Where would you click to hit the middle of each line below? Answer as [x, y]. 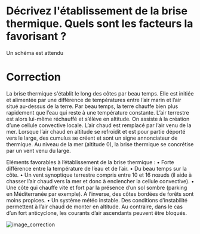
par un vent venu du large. [39, 150]
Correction [33, 77]
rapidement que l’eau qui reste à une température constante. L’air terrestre [98, 112]
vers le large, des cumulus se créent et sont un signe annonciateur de [92, 138]
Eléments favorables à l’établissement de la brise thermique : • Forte [90, 162]
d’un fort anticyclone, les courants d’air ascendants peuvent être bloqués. [96, 213]
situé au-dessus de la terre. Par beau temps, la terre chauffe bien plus [92, 106]
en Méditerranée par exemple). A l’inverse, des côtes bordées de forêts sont [100, 194]
